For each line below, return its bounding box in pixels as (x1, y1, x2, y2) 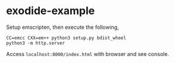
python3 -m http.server (6, 40, 65, 46)
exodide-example (6, 4, 95, 18)
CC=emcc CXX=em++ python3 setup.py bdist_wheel (6, 35, 127, 41)
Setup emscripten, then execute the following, (6, 24, 119, 31)
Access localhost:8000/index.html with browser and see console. (6, 50, 170, 57)
